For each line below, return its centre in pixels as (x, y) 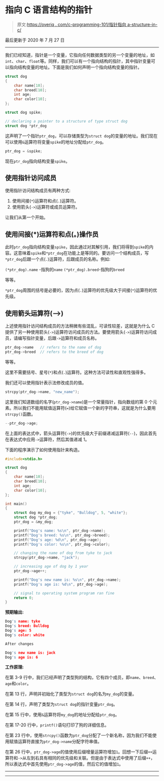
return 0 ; (24, 598)
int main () (16, 504)
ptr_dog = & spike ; (24, 151)
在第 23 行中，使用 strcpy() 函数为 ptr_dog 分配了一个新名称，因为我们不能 (79, 736)
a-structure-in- (142, 24)
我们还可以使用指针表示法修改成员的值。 (46, 382)
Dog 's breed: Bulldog (27, 626)
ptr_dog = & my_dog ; (34, 522)
